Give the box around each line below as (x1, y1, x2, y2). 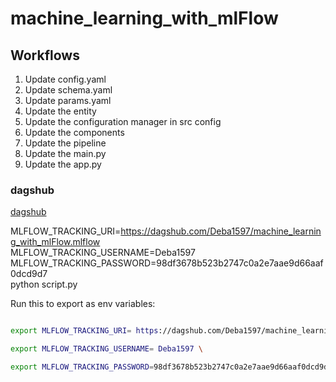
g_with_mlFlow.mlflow (10, 236, 101, 248)
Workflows (10, 47, 80, 64)
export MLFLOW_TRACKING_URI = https (10, 326, 159, 336)
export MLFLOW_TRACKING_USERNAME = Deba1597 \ (10, 344, 203, 354)
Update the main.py (24, 148, 107, 159)
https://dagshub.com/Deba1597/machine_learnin (120, 225, 322, 237)
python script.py (10, 278, 78, 291)
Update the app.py (24, 158, 102, 170)
